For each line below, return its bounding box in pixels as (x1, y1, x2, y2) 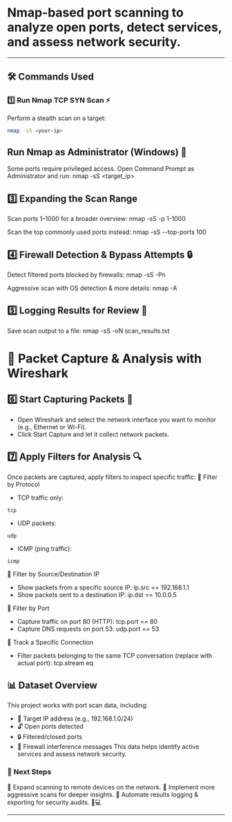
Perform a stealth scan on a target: (7, 114, 106, 122)
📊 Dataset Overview (7, 679, 98, 691)
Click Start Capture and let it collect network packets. (17, 430, 169, 438)
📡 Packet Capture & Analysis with (7, 351, 202, 366)
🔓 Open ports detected (17, 723, 84, 731)
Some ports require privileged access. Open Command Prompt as (7, 164, 195, 173)
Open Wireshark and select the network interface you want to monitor (17, 415, 216, 424)
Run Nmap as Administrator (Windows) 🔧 (7, 146, 187, 158)
